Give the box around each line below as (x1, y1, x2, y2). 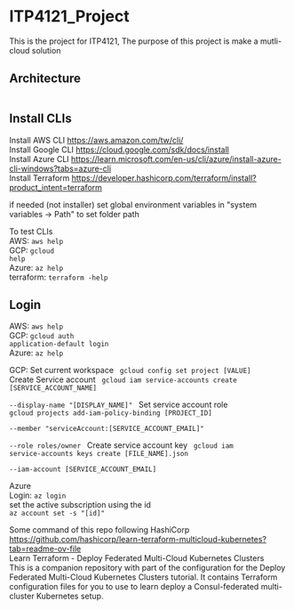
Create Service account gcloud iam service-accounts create (9, 374, 237, 385)
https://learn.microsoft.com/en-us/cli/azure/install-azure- (70, 153, 282, 164)
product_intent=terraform (9, 182, 102, 192)
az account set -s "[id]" (9, 509, 105, 518)
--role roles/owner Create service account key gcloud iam (9, 440, 234, 451)
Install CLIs (9, 111, 73, 126)
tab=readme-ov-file (9, 543, 82, 554)
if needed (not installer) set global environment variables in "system (9, 199, 258, 210)
